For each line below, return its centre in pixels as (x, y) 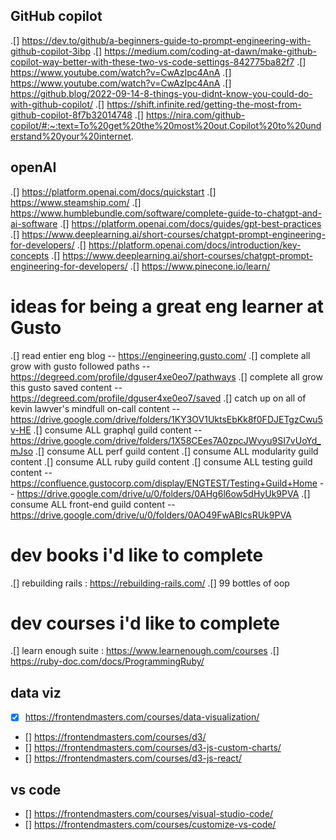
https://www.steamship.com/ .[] (76, 202)
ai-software (34, 223)
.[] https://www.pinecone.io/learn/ (200, 266)
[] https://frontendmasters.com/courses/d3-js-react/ (133, 758)
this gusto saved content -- (66, 387)
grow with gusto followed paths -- (80, 366)
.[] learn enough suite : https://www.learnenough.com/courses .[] (145, 651)
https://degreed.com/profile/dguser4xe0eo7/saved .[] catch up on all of (158, 398)
